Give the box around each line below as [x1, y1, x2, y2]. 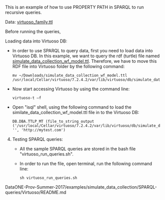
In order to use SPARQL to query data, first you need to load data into [12, 48, 153, 53]
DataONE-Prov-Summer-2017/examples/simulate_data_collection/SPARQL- [5, 184, 157, 190]
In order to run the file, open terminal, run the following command [19, 160, 153, 166]
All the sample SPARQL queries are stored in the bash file [19, 146, 136, 152]
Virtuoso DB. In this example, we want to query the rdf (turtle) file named [12, 53, 160, 59]
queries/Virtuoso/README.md [5, 190, 66, 195]
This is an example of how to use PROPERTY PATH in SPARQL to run [5, 4, 144, 10]
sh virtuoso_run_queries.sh [19, 175, 77, 180]
